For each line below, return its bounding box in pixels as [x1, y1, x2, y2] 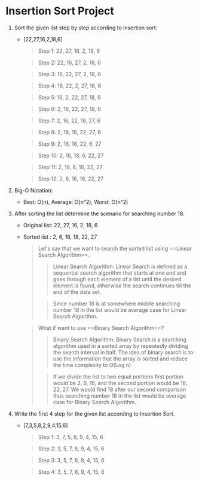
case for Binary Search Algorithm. [53, 398, 137, 405]
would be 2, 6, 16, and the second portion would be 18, [53, 379, 188, 386]
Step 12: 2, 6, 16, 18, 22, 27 [38, 175, 104, 182]
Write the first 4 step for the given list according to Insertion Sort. [14, 410, 175, 417]
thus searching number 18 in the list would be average [53, 392, 186, 399]
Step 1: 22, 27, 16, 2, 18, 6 [38, 47, 100, 55]
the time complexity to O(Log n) [53, 361, 131, 368]
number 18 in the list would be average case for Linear [53, 306, 187, 313]
